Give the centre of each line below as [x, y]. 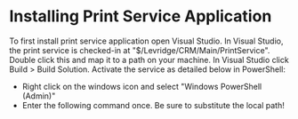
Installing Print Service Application [141, 16]
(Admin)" [39, 96]
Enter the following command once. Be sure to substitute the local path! [153, 105]
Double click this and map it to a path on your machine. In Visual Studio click [149, 59]
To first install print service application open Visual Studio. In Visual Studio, [146, 41]
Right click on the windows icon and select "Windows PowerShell [142, 86]
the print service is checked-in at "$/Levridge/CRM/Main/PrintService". [140, 50]
